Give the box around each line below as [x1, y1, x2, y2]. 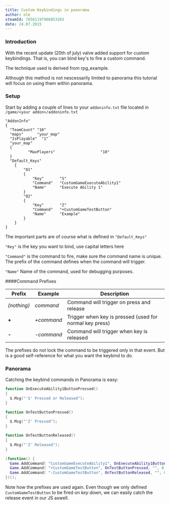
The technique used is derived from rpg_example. [5, 65, 109, 71]
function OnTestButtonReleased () [5, 433, 76, 438]
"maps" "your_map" [10, 132, 60, 137]
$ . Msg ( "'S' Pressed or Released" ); [10, 396, 85, 401]
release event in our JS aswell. [5, 495, 69, 501]
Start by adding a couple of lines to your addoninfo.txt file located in [5, 104, 149, 110]
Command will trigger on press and [67, 299, 151, 306]
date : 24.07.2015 [5, 21, 42, 27]
